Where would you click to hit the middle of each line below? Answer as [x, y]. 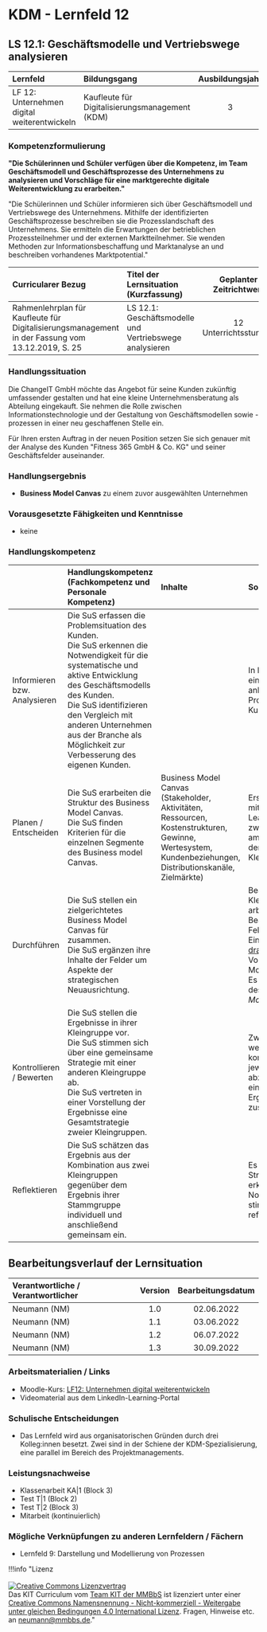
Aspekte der [90, 970]
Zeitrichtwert [239, 290]
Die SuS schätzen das [108, 1145]
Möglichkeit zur [96, 745]
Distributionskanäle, [198, 867]
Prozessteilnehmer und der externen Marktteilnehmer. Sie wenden [117, 238]
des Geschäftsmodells [109, 685]
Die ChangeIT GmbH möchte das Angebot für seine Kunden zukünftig [122, 389]
